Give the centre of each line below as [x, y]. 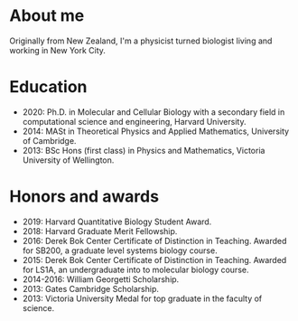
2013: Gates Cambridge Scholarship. [91, 288]
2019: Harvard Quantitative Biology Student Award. [117, 222]
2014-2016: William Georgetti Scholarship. [101, 279]
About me [47, 16]
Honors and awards [84, 197]
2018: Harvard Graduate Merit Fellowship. [100, 231]
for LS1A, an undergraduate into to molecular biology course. [135, 269]
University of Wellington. [68, 160]
